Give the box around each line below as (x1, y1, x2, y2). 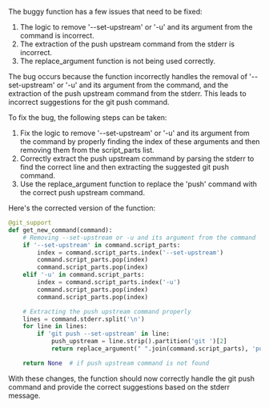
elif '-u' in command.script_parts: (22, 271, 146, 279)
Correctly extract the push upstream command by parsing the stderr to (19, 154, 255, 163)
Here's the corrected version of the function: (8, 203, 156, 213)
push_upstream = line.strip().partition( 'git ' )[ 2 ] (50, 338, 227, 346)
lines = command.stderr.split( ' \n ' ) (22, 315, 146, 323)
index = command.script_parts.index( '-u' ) (37, 278, 181, 286)
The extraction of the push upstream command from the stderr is (19, 39, 235, 49)
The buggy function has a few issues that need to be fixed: (8, 7, 203, 16)
